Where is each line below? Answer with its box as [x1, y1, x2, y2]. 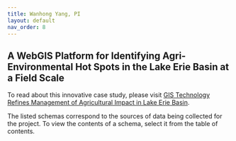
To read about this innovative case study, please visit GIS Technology [7, 91, 210, 99]
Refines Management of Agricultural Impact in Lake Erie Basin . [7, 98, 190, 107]
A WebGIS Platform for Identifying [7, 50, 161, 62]
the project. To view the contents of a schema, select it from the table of [7, 120, 218, 128]
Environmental [7, 61, 74, 73]
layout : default [7, 17, 55, 24]
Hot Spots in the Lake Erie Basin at [75, 61, 229, 73]
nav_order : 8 [7, 23, 46, 30]
